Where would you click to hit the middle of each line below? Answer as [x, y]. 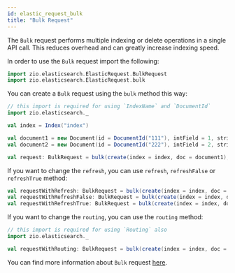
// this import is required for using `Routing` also [87, 230]
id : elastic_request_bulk [45, 14]
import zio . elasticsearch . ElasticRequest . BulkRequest [87, 74]
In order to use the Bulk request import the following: [83, 61]
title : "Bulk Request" [40, 20]
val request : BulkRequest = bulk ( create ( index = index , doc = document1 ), [119, 157]
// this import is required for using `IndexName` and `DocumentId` [109, 106]
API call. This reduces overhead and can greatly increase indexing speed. [113, 47]
